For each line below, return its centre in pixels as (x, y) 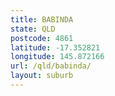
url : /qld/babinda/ (51, 66)
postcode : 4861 (42, 38)
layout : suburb (42, 76)
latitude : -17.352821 (55, 47)
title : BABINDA (42, 19)
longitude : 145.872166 (57, 57)
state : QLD (33, 29)
